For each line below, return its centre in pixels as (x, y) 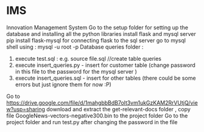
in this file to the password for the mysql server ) (76, 71)
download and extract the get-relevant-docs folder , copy (118, 109)
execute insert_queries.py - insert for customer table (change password (105, 65)
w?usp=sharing (26, 109)
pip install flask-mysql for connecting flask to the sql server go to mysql (96, 40)
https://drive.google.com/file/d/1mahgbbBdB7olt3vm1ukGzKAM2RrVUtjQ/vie (102, 102)
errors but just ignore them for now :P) (63, 84)
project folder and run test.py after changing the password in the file (92, 122)
